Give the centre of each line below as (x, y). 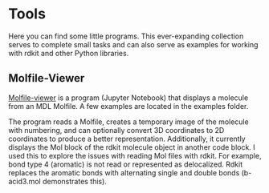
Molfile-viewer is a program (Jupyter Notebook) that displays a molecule (128, 98)
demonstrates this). (75, 181)
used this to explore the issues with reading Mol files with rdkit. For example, (135, 155)
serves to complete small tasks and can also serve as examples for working (133, 44)
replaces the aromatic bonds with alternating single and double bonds (124, 172)
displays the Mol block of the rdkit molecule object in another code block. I (132, 147)
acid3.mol (25, 181)
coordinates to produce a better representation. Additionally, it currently (127, 139)
